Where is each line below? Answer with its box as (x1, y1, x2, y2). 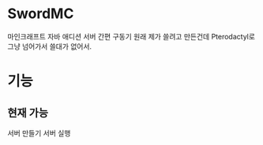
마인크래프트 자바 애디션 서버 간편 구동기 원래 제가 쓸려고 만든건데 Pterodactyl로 (7, 32, 256, 41)
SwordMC (7, 5, 74, 23)
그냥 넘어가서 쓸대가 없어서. (7, 41, 92, 51)
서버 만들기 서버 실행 (7, 128, 71, 138)
